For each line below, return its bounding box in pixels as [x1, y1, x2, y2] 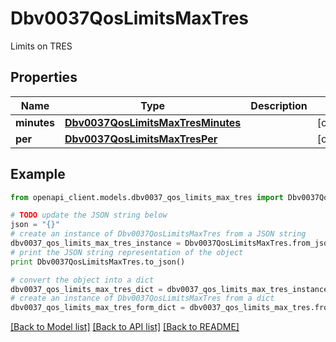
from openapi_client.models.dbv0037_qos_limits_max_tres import [10, 192, 284, 202]
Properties [10, 69, 78, 86]
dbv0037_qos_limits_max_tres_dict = [10, 284, 163, 294]
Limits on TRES [10, 40, 73, 52]
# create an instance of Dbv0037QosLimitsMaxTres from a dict [10, 293, 275, 304]
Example [10, 166, 66, 183]
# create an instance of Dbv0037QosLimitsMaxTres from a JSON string [10, 229, 307, 239]
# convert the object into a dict [10, 275, 155, 285]
